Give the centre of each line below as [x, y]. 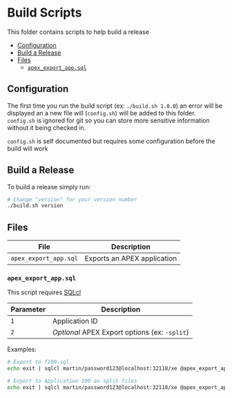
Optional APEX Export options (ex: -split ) [120, 332]
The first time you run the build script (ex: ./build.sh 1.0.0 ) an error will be [115, 106]
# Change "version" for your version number [72, 199]
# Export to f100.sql [38, 362]
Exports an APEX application [131, 258]
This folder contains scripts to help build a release [78, 32]
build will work [28, 148]
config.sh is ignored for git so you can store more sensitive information [108, 120]
